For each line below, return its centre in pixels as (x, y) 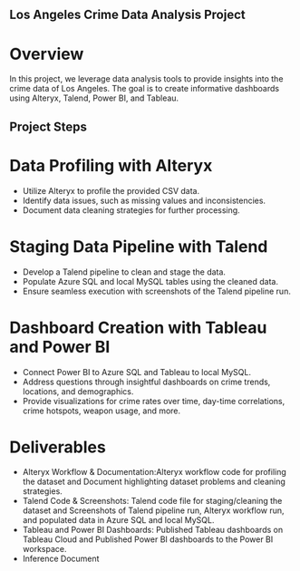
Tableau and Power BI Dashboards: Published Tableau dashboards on (153, 530)
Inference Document (61, 559)
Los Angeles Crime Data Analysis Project (128, 15)
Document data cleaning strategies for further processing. (131, 210)
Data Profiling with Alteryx (111, 165)
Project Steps (48, 126)
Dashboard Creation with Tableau (138, 328)
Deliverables (58, 447)
